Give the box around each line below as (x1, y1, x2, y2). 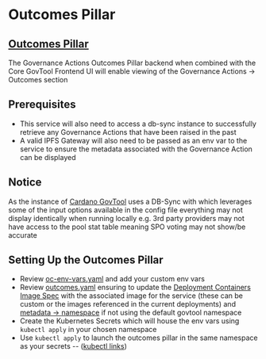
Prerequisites (8, 97, 76, 112)
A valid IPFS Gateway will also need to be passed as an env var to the (19, 136, 248, 145)
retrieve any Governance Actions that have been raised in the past (19, 127, 237, 136)
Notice (8, 176, 42, 189)
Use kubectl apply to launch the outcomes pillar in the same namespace (19, 333, 258, 342)
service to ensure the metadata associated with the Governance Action (19, 144, 253, 154)
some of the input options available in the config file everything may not (8, 204, 244, 215)
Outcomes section (8, 75, 68, 84)
